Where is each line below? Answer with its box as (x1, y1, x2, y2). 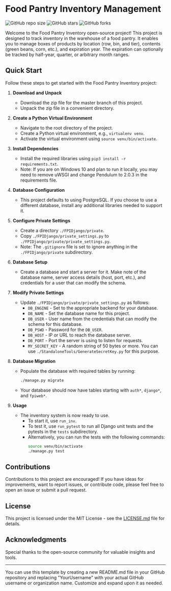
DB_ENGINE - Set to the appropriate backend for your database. (27, 304, 158, 311)
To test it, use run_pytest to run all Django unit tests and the (27, 423, 154, 429)
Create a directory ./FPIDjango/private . (20, 227, 104, 234)
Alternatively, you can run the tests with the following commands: (27, 434, 165, 440)
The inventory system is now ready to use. (20, 412, 109, 418)
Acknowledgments (5, 535, 67, 544)
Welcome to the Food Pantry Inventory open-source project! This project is (5, 30, 163, 36)
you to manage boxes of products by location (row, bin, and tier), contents (5, 40, 161, 46)
